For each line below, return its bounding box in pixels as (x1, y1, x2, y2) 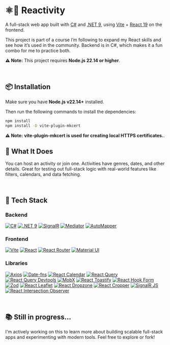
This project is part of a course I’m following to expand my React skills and (5, 37, 161, 43)
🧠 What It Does (5, 147, 53, 156)
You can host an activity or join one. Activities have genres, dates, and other (5, 160, 165, 167)
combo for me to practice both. (5, 47, 71, 53)
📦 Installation (5, 82, 51, 91)
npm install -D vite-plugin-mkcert (5, 123, 81, 128)
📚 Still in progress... (5, 312, 71, 321)
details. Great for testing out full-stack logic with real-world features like (5, 166, 157, 172)
